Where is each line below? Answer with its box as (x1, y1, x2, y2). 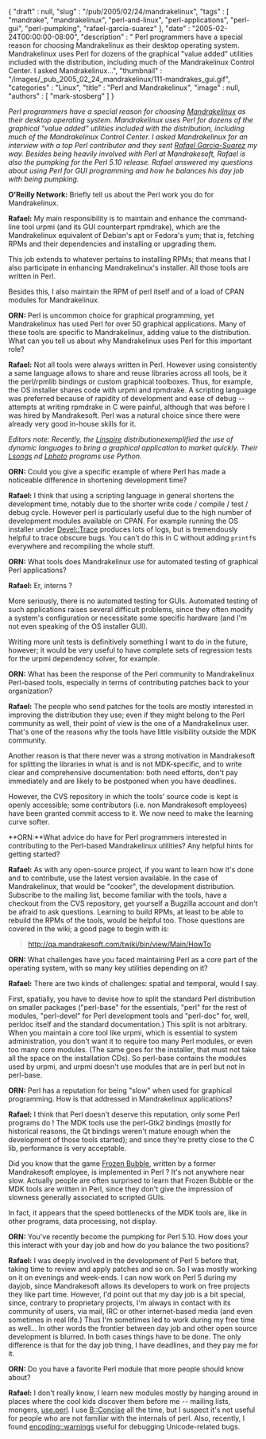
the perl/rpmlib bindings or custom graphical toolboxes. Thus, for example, (8, 377, 253, 386)
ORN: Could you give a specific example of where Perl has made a (8, 467, 226, 476)
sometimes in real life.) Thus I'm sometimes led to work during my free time (8, 1315, 256, 1324)
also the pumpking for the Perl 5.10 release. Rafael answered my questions (8, 158, 253, 166)
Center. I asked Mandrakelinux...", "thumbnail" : (8, 66, 163, 75)
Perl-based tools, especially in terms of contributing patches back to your (8, 678, 249, 687)
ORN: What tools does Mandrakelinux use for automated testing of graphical (8, 557, 259, 566)
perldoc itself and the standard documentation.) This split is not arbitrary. (8, 1020, 248, 1029)
